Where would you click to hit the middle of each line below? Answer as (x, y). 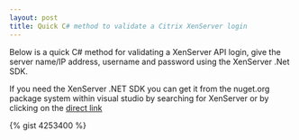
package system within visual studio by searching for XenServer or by (139, 98)
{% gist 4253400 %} (48, 125)
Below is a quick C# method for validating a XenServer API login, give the (145, 51)
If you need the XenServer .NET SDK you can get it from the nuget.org (140, 89)
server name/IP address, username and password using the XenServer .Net (149, 61)
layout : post (34, 18)
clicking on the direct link (56, 107)
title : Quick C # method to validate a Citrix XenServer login (128, 26)
